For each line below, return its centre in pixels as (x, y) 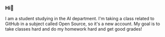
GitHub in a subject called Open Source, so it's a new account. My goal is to (82, 24)
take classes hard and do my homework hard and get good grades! (74, 29)
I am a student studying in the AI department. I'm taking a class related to (80, 19)
